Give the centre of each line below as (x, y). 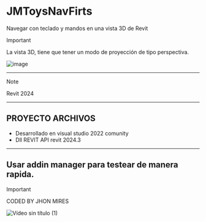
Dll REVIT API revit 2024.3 (48, 140)
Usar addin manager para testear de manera (93, 165)
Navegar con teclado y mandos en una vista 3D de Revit (77, 28)
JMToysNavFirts (49, 11)
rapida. (20, 174)
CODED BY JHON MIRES (38, 201)
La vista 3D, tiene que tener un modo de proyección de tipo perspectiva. (98, 52)
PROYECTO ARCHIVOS (51, 119)
